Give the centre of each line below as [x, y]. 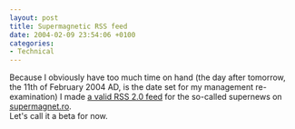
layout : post [34, 18]
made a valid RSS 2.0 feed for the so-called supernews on [173, 97]
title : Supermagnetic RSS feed [69, 26]
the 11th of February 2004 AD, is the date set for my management [132, 87]
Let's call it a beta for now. [59, 116]
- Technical [32, 52]
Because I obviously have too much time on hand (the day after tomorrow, [147, 77]
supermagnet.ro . [41, 106]
